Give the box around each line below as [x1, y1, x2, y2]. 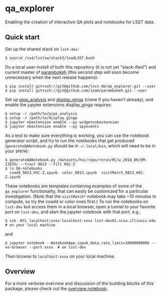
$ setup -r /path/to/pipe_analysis [5, 111, 78, 116]
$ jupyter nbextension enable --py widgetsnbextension [5, 120, 119, 125]
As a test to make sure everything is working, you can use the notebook [5, 132, 149, 138]
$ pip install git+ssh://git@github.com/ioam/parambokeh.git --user [5, 88, 147, 93]
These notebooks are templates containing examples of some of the [5, 183, 142, 189]
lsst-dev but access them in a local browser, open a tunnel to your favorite [5, 203, 156, 209]
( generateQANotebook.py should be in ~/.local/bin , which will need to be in [5, 143, 156, 148]
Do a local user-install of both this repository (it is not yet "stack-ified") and [5, 64, 156, 70]
